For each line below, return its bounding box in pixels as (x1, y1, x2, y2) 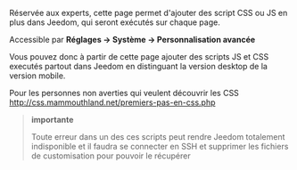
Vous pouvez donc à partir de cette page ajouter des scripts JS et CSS (9, 52, 269, 61)
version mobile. (9, 70, 66, 81)
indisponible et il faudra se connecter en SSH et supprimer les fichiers (30, 142, 289, 151)
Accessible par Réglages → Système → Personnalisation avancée (9, 35, 256, 45)
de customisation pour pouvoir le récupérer (30, 150, 191, 161)
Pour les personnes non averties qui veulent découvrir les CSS (9, 88, 239, 98)
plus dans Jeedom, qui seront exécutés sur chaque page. (9, 17, 220, 28)
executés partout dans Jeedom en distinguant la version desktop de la (9, 61, 268, 71)
